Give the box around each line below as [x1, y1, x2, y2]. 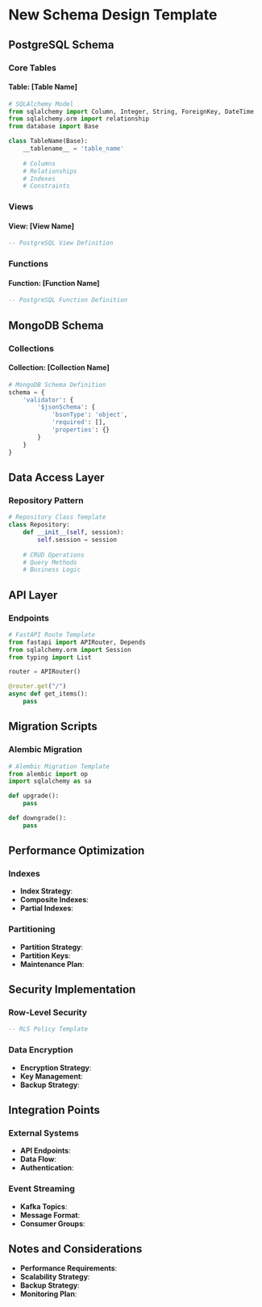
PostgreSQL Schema [8, 38, 114, 52]
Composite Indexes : [19, 895, 89, 905]
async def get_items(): [8, 690, 89, 698]
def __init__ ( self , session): [23, 528, 125, 536]
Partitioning [8, 923, 56, 935]
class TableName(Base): [8, 137, 89, 145]
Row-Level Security [8, 1007, 87, 1019]
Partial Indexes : [19, 903, 74, 914]
